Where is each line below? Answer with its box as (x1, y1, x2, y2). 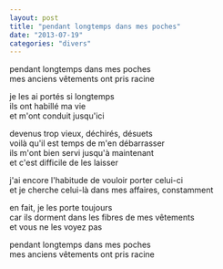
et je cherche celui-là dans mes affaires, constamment (9, 184, 214, 196)
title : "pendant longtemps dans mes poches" (9, 22, 181, 31)
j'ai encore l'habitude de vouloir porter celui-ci (9, 175, 184, 186)
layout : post (9, 13, 59, 23)
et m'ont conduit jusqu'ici (9, 110, 105, 121)
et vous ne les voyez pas (9, 222, 103, 233)
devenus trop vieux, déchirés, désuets (9, 129, 153, 140)
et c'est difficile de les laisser (9, 157, 118, 169)
